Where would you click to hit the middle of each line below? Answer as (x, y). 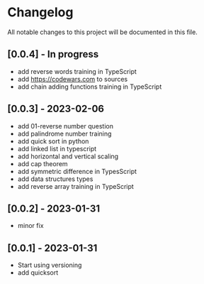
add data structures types (55, 179)
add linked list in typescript (57, 148)
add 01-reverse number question (65, 126)
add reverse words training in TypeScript (77, 71)
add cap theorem (43, 163)
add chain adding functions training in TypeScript (90, 87)
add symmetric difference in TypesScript (77, 171)
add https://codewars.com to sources (73, 79)
